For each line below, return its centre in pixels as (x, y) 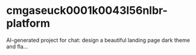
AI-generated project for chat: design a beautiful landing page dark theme (98, 40)
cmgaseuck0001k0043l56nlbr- (87, 11)
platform (28, 23)
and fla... (17, 47)
